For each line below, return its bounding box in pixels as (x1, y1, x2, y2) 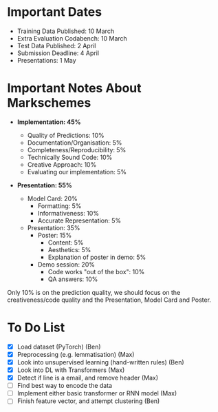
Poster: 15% (37, 231, 72, 239)
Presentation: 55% (17, 181, 72, 189)
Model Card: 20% (27, 194, 78, 203)
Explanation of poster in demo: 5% (47, 253, 146, 261)
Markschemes (7, 95, 91, 111)
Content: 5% (47, 238, 84, 247)
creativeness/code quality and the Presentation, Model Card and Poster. (7, 296, 212, 304)
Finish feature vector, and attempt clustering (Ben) (17, 397, 160, 405)
